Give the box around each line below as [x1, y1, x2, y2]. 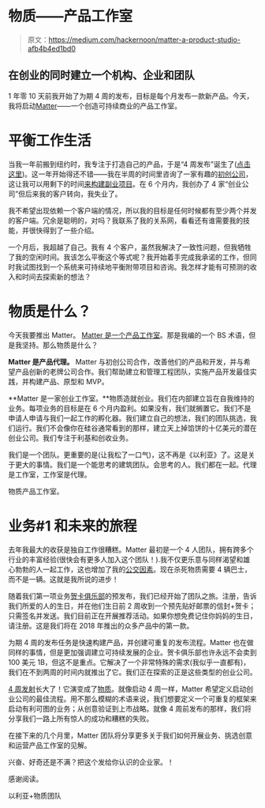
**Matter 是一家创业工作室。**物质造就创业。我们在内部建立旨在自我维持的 [8, 393, 255, 403]
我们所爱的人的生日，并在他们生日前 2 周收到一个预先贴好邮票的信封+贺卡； [8, 601, 256, 610]
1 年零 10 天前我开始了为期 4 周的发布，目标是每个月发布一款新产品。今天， [8, 91, 254, 100]
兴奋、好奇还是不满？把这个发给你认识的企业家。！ [8, 757, 174, 767]
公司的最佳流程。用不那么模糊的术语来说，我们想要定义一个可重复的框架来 [14, 693, 257, 704]
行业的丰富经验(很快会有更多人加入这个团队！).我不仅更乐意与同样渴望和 [8, 554, 244, 564]
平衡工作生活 [8, 131, 92, 149]
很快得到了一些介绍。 [28, 225, 99, 235]
